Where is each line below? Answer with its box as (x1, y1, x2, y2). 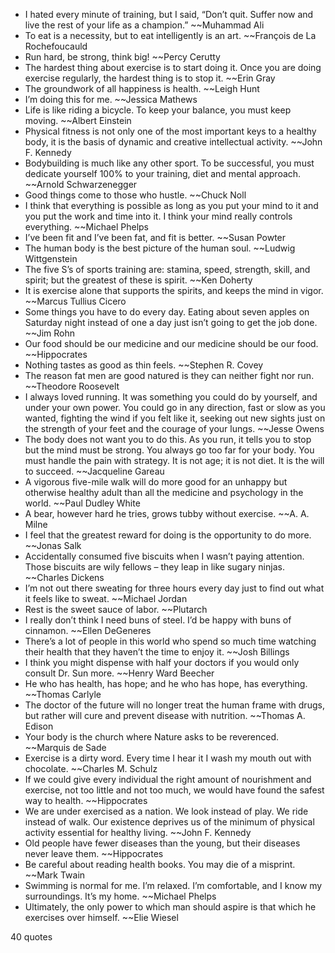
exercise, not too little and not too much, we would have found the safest (24, 784, 325, 796)
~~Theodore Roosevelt (24, 380, 120, 392)
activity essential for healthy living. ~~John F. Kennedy (24, 827, 252, 838)
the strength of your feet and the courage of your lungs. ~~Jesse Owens (24, 423, 325, 434)
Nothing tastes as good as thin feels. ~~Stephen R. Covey (24, 359, 264, 371)
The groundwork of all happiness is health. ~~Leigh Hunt (24, 83, 260, 94)
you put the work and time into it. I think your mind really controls (24, 210, 293, 222)
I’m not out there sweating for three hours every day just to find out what (24, 582, 325, 594)
